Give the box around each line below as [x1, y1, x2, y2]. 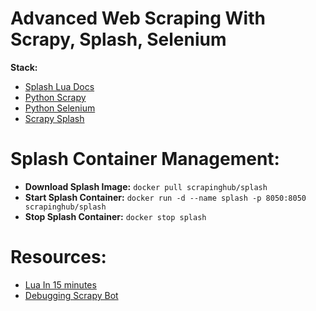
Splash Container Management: [10, 148, 280, 171]
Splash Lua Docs [24, 80, 95, 92]
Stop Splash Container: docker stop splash [24, 210, 207, 222]
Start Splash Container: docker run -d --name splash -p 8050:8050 [24, 191, 307, 203]
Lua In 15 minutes [24, 278, 97, 291]
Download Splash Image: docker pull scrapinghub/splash [24, 180, 268, 192]
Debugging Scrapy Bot [24, 289, 119, 301]
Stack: [10, 61, 38, 73]
